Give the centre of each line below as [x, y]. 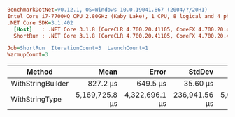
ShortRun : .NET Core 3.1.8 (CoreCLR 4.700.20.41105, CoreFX [105, 36]
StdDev [201, 72]
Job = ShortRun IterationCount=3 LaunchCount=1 [78, 48]
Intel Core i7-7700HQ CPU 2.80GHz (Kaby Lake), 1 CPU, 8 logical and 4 [114, 16]
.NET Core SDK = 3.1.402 [40, 23]
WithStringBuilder [40, 84]
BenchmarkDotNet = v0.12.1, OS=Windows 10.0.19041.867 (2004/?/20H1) [108, 10]
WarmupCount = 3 [28, 55]
